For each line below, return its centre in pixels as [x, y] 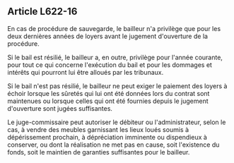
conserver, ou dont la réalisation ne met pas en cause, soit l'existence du [113, 145]
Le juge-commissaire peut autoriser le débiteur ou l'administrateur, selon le [117, 122]
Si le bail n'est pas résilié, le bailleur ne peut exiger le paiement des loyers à [117, 86]
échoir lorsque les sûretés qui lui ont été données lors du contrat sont [109, 93]
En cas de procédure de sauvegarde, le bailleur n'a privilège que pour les [114, 28]
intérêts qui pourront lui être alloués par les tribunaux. [86, 72]
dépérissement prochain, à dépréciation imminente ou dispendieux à [107, 137]
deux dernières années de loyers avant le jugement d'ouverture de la [108, 36]
